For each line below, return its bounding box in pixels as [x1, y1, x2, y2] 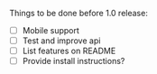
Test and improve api [22, 35, 101, 46]
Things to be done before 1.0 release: [9, 8, 149, 18]
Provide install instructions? [22, 56, 125, 67]
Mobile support [22, 25, 79, 35]
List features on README [22, 45, 116, 57]
